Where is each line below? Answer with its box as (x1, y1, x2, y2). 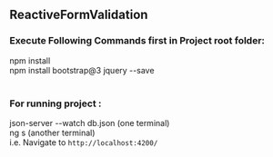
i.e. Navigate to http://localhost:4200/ (9, 136, 158, 148)
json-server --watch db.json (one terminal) (9, 117, 170, 128)
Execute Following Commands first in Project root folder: (9, 34, 266, 47)
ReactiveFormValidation (9, 7, 148, 23)
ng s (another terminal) (9, 127, 96, 138)
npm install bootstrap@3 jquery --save (9, 64, 155, 75)
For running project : (9, 97, 102, 110)
